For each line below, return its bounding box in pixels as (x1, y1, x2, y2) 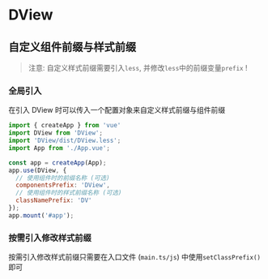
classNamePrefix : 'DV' (15, 196, 92, 204)
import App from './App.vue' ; (8, 144, 111, 152)
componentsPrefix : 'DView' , (15, 181, 111, 190)
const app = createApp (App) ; (8, 158, 107, 167)
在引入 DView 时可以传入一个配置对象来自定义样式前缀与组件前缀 (8, 105, 225, 115)
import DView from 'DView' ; (8, 129, 104, 137)
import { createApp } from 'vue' (8, 122, 121, 130)
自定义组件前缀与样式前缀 (8, 40, 136, 54)
